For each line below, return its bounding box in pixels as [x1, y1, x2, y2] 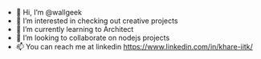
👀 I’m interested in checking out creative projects [15, 16, 178, 26]
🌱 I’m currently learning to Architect [15, 25, 134, 33]
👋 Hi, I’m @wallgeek [15, 8, 83, 17]
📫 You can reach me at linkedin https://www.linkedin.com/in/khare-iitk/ [15, 42, 253, 51]
